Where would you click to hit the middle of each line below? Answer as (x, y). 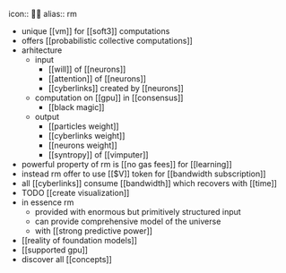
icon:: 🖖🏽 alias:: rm (43, 14)
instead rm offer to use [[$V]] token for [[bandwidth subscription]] (143, 174)
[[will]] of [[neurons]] (87, 69)
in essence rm (48, 202)
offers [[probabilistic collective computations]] (107, 41)
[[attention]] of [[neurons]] (97, 79)
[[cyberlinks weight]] (87, 136)
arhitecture (42, 50)
